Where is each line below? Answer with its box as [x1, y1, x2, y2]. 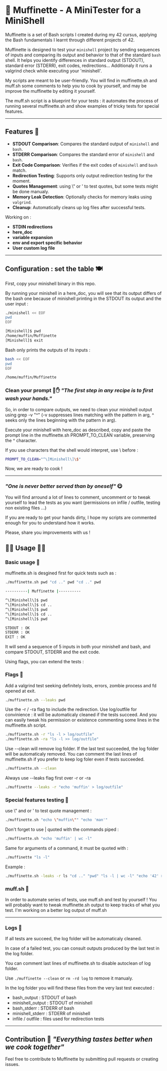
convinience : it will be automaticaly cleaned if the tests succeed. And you [5, 712, 157, 718]
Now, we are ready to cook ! [5, 466, 63, 472]
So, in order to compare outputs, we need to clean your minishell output [5, 406, 153, 412]
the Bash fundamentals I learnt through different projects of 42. [5, 37, 135, 43]
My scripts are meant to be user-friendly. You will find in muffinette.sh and [5, 77, 158, 83]
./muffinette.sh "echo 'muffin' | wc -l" [5, 836, 92, 841]
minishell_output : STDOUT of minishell [12, 1000, 93, 1006]
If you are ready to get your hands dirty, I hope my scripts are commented [5, 514, 157, 521]
